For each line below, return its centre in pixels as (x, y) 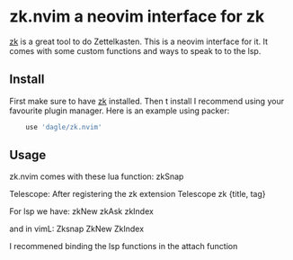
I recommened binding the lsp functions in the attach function (124, 247)
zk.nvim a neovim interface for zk (137, 17)
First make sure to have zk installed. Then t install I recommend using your (147, 101)
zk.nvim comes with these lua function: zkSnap (97, 176)
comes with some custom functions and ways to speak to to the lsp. (135, 50)
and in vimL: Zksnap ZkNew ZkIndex (77, 229)
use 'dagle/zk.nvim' (64, 127)
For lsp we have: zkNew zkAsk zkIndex (82, 211)
